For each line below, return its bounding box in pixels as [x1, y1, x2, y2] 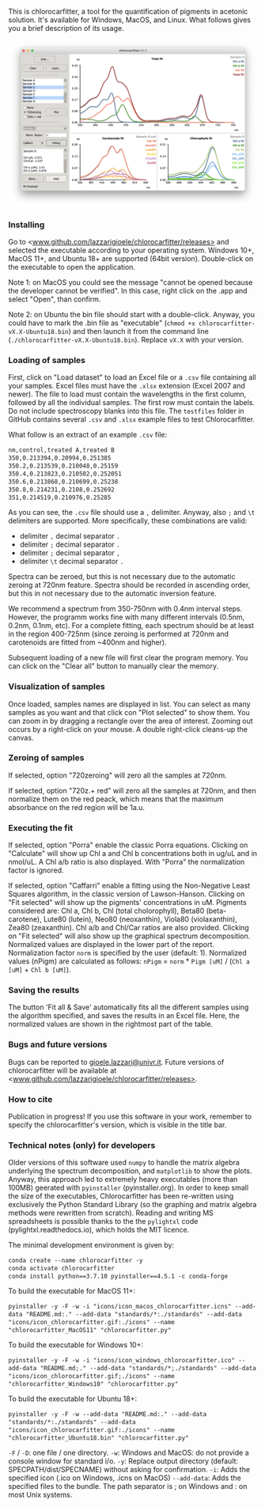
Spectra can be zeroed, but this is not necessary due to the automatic [8, 572, 236, 581]
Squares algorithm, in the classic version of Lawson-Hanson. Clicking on [8, 889, 245, 899]
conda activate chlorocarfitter [8, 1265, 115, 1273]
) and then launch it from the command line [68, 326, 210, 335]
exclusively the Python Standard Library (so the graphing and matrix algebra [8, 1200, 257, 1210]
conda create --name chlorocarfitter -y [8, 1257, 144, 1265]
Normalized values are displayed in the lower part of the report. [8, 940, 215, 949]
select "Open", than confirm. [8, 294, 101, 304]
